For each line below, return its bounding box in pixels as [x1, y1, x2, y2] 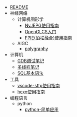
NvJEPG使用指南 [24, 22, 59, 28]
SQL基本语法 [17, 70, 44, 76]
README [9, 4, 29, 10]
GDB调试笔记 [17, 58, 45, 63]
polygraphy [24, 46, 48, 52]
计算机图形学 [17, 16, 44, 22]
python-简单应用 [24, 107, 59, 112]
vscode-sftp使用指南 [17, 83, 60, 88]
